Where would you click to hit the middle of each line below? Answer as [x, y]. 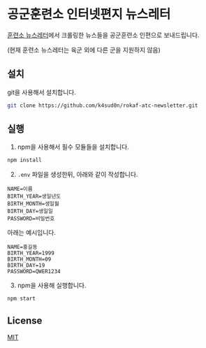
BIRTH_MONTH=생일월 [33, 204]
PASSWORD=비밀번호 [31, 219]
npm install [24, 160]
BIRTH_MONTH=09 [29, 259]
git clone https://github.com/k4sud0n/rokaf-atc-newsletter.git [103, 106]
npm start [22, 299]
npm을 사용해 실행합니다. [52, 285]
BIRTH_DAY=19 [26, 266]
